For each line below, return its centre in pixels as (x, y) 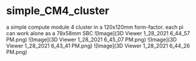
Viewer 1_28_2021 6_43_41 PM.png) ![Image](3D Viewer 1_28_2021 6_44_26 (98, 46)
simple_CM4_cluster (58, 11)
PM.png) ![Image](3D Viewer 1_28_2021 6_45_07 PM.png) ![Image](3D (91, 39)
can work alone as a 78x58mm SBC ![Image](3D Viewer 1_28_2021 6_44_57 (98, 33)
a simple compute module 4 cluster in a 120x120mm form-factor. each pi (95, 27)
